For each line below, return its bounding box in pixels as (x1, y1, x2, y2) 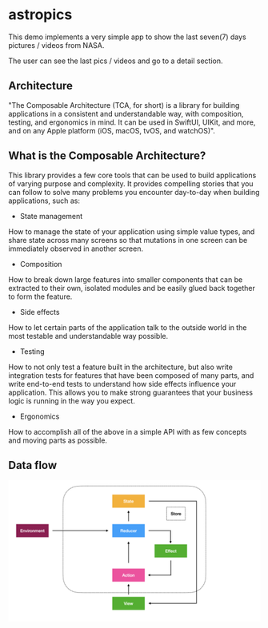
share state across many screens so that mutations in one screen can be (8, 235, 248, 244)
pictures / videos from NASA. (8, 40, 105, 50)
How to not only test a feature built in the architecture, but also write (8, 362, 234, 372)
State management (19, 211, 83, 221)
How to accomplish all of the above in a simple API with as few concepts (8, 427, 247, 436)
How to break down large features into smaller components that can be (8, 274, 243, 284)
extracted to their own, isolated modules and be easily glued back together (8, 283, 256, 292)
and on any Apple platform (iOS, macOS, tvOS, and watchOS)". (8, 125, 216, 135)
